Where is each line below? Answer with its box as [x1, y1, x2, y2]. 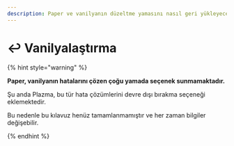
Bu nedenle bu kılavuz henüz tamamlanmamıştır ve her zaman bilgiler [7, 111, 206, 119]
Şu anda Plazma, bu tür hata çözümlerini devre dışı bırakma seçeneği [7, 90, 205, 98]
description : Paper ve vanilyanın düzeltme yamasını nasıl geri [7, 10, 198, 17]
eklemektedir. [7, 97, 47, 106]
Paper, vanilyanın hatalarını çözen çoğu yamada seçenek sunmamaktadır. [7, 76, 225, 85]
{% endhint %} [7, 131, 50, 140]
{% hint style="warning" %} [7, 63, 88, 72]
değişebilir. [7, 118, 39, 127]
